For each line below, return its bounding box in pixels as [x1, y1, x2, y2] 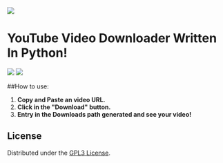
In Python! [7, 45, 68, 61]
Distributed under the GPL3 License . [7, 148, 110, 157]
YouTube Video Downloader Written [7, 30, 217, 46]
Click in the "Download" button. [17, 103, 111, 111]
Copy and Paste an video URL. [17, 95, 106, 104]
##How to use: [7, 82, 50, 90]
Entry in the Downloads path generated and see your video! [17, 110, 192, 118]
